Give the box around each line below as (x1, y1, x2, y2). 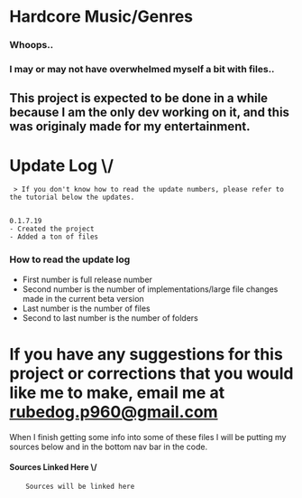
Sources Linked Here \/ (9, 462, 97, 473)
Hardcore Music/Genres (9, 6, 194, 27)
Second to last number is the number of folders (22, 312, 198, 323)
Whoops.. (9, 39, 54, 52)
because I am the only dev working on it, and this (9, 105, 290, 120)
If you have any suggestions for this (9, 343, 284, 364)
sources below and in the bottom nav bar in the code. (9, 441, 208, 452)
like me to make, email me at (9, 382, 225, 403)
